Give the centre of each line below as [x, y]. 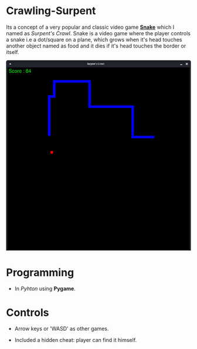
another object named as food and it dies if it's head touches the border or [96, 46]
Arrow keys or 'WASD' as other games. [62, 329]
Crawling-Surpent [51, 11]
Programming [40, 272]
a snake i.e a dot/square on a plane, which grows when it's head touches [94, 39]
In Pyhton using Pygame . [45, 288]
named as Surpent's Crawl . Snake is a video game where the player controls [98, 33]
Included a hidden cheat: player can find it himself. [76, 340]
